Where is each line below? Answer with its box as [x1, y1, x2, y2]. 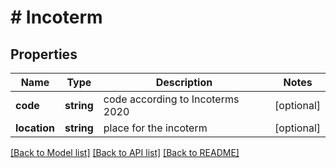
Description [155, 76, 213, 89]
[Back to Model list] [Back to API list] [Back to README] [10, 147, 240, 158]
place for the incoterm [103, 121, 208, 135]
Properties [10, 46, 78, 63]
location [15, 121, 55, 135]
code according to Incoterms [103, 92, 240, 106]
